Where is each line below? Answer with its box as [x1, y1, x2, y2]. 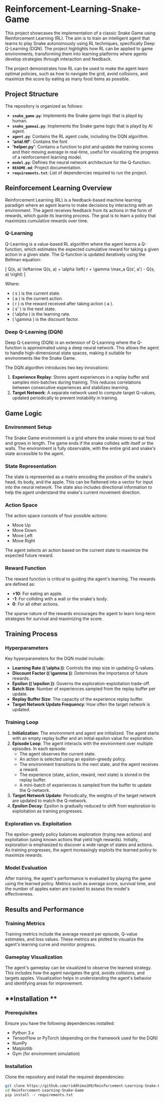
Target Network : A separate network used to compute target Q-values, [12, 390, 156, 396]
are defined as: [5, 581, 36, 587]
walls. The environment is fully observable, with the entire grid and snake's [5, 445, 156, 451]
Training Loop [5, 719, 39, 726]
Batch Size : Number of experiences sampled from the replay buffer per [12, 686, 156, 692]
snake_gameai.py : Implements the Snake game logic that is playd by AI [12, 123, 153, 129]
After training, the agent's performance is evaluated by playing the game [5, 875, 151, 881]
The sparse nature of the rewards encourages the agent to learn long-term [5, 610, 156, 616]
